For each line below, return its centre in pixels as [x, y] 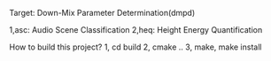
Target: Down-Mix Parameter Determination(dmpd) [102, 13]
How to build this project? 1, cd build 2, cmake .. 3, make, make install [135, 47]
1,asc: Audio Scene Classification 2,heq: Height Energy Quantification [136, 30]
